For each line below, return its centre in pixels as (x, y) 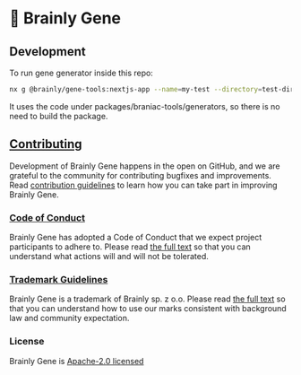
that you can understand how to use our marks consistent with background (148, 309)
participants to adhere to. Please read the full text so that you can (130, 247)
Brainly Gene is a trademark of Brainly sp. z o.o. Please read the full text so (147, 299)
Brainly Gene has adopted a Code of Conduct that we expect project (136, 237)
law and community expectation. (69, 318)
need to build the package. (59, 116)
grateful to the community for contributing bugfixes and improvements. (140, 175)
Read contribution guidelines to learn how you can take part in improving (143, 185)
